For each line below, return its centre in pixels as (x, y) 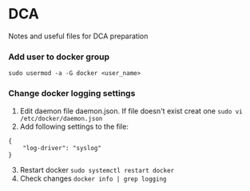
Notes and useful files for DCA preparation (78, 36)
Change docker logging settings (72, 94)
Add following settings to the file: (74, 126)
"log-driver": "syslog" (62, 148)
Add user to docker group (59, 57)
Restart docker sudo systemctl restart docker (97, 169)
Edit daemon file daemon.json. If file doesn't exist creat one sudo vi (131, 111)
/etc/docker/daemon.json (61, 118)
